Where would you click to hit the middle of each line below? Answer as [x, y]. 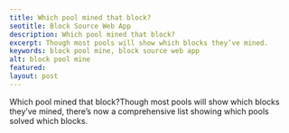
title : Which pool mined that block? [80, 18]
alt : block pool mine [50, 59]
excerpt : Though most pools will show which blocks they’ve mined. [139, 43]
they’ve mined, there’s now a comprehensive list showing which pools [139, 111]
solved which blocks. [49, 120]
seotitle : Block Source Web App [70, 26]
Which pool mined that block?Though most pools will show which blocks [144, 102]
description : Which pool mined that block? [93, 34]
